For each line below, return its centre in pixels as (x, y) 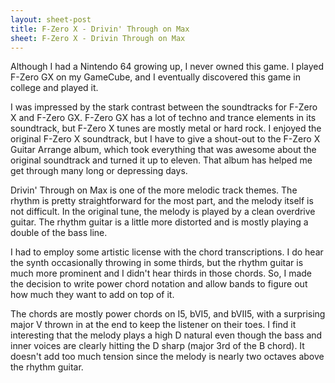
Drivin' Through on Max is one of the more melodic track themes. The (154, 190)
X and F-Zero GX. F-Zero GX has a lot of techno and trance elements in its (163, 118)
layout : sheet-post (51, 19)
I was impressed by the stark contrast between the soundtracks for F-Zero (164, 107)
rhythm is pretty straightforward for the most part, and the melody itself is (162, 201)
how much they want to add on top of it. (92, 295)
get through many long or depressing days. (99, 171)
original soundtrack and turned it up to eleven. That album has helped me (161, 160)
